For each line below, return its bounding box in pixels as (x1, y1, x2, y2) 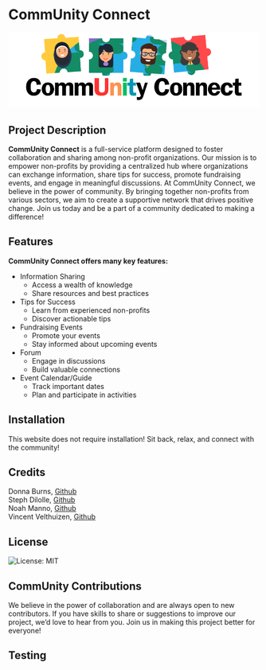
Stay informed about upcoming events (31, 339, 158, 349)
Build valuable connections (31, 364, 121, 374)
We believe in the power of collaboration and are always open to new (8, 601, 235, 610)
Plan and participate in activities (31, 390, 137, 399)
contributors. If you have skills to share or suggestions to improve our (8, 609, 237, 618)
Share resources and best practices (31, 288, 150, 298)
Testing (8, 649, 47, 662)
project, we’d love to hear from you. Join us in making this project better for (8, 617, 256, 626)
